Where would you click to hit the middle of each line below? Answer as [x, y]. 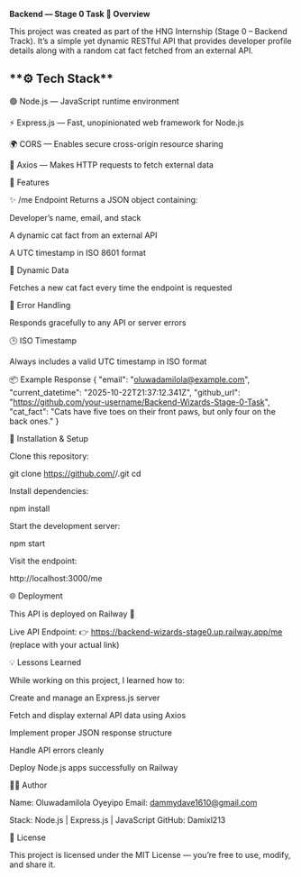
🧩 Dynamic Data [39, 269]
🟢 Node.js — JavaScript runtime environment [95, 101]
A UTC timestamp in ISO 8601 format [78, 252]
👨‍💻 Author [28, 785]
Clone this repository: [50, 456]
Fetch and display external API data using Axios [98, 715]
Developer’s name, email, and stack [75, 217]
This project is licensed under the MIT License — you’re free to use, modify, [150, 854]
